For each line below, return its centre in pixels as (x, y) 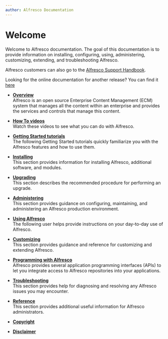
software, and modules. (37, 167)
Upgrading (24, 177)
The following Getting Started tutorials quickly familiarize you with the (85, 141)
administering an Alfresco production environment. (66, 209)
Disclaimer (24, 331)
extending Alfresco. (33, 250)
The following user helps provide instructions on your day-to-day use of (88, 224)
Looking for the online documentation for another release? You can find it (82, 80)
